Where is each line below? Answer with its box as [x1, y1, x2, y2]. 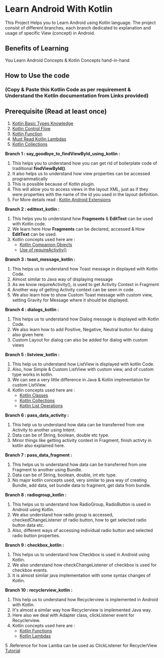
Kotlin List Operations [19, 403, 63, 409]
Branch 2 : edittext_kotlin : [5, 206, 60, 212]
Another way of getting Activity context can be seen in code [12, 287, 134, 292]
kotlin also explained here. [12, 442, 65, 448]
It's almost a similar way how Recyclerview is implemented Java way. [12, 607, 152, 613]
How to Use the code [5, 72, 70, 80]
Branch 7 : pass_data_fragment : [5, 452, 72, 458]
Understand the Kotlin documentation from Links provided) [5, 92, 149, 99]
